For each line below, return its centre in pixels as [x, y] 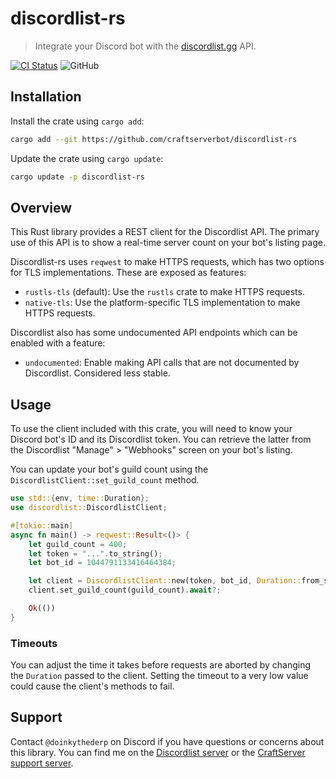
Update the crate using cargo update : [87, 158]
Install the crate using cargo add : [77, 121]
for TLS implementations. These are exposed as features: [128, 273]
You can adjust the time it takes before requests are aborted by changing [161, 665]
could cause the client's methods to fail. [92, 686]
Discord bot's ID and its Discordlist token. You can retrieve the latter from [161, 439]
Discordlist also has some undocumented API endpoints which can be [154, 333]
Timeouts [34, 643]
